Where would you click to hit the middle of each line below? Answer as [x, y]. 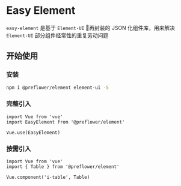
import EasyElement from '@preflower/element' [66, 122]
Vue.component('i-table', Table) [48, 178]
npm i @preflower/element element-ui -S [58, 88]
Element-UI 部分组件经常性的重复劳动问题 [57, 35]
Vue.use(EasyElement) [33, 133]
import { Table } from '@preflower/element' [63, 167]
